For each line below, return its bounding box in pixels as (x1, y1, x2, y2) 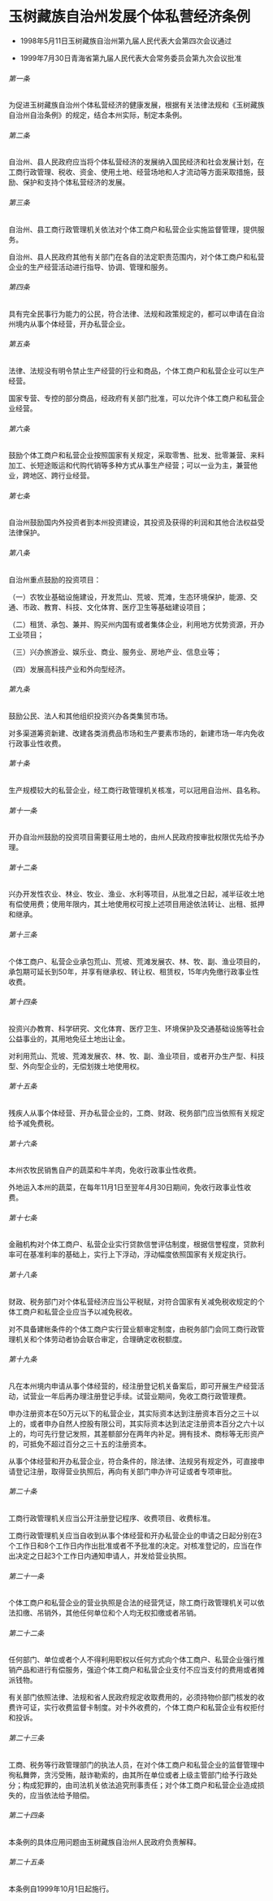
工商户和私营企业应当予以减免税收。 (15, 1306, 136, 1316)
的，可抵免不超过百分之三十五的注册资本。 (8, 1439, 151, 1449)
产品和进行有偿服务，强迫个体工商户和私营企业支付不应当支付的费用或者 (15, 1665, 258, 1675)
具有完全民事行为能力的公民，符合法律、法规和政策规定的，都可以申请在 (8, 308, 250, 318)
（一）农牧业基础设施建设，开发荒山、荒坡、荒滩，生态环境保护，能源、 (8, 591, 250, 602)
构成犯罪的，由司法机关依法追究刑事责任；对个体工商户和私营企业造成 (22, 1780, 258, 1790)
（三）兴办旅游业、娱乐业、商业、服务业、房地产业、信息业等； (8, 647, 222, 656)
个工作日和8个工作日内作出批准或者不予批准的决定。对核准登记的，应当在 (8, 1541, 255, 1550)
